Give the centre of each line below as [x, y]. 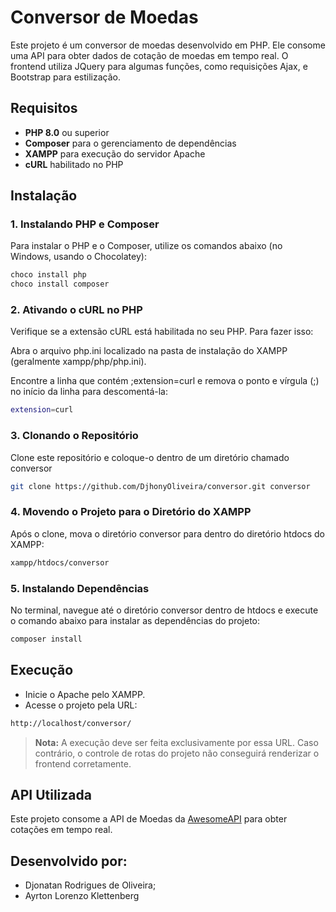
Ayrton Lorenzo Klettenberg [82, 896]
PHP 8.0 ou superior [67, 132]
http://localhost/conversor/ [71, 723]
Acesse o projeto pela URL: [81, 705]
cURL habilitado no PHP [74, 164]
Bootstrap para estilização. [65, 77]
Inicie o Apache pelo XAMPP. [85, 694]
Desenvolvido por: [69, 861]
